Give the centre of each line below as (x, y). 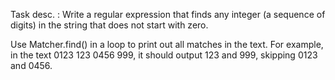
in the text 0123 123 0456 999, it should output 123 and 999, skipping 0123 (164, 55)
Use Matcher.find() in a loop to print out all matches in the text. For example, (167, 44)
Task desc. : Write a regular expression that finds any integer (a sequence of (168, 14)
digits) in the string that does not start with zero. (109, 25)
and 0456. (31, 65)
